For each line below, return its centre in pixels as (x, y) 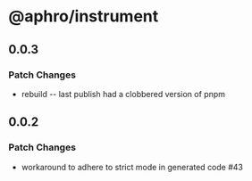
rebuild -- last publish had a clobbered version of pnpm (123, 94)
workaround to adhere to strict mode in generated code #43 (132, 167)
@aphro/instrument (84, 16)
